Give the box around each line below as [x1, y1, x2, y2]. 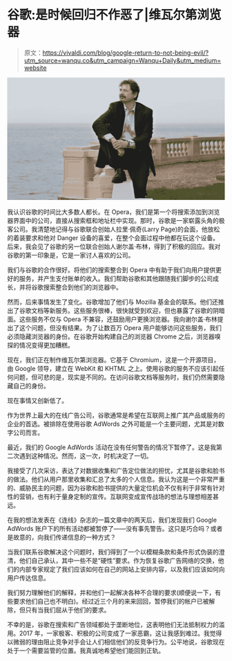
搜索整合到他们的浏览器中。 [43, 283, 122, 291]
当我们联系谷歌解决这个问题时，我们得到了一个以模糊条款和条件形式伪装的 [7, 548, 219, 556]
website [23, 64, 47, 72]
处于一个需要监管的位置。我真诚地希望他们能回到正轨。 [7, 646, 164, 655]
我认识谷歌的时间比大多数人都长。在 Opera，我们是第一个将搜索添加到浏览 [7, 208, 220, 216]
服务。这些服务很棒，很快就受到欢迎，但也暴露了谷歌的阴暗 [55, 307, 225, 315]
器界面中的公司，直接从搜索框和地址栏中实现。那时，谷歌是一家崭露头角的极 [7, 217, 225, 225]
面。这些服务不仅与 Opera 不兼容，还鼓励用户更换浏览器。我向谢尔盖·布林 [7, 315, 217, 323]
